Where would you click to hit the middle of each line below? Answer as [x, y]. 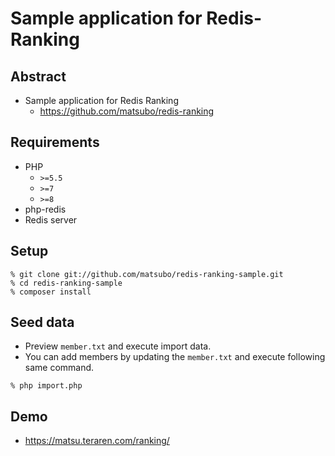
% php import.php [46, 386]
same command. [59, 368]
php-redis [45, 209]
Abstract [38, 76]
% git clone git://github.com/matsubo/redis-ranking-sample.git [147, 274]
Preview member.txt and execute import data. [118, 346]
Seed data [42, 322]
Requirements [55, 142]
